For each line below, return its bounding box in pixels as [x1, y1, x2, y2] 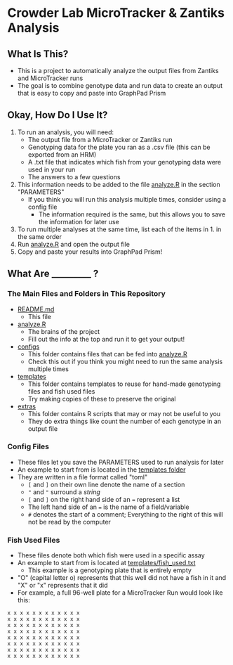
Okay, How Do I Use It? [7, 109, 108, 121]
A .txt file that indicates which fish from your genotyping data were [27, 157, 222, 166]
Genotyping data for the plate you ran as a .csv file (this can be [27, 143, 211, 151]
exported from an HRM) [27, 150, 97, 159]
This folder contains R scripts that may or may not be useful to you [27, 409, 221, 418]
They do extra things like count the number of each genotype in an [27, 417, 222, 425]
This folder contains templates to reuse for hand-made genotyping [27, 380, 221, 388]
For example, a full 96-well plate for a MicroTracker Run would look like [17, 588, 223, 597]
